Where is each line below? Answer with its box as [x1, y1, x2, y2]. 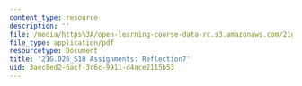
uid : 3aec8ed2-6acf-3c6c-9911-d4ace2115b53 [9, 64, 175, 73]
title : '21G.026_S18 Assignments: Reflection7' [9, 55, 191, 64]
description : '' [9, 21, 70, 30]
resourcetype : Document [9, 47, 99, 56]
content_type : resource [9, 13, 99, 22]
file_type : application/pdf [9, 38, 115, 47]
